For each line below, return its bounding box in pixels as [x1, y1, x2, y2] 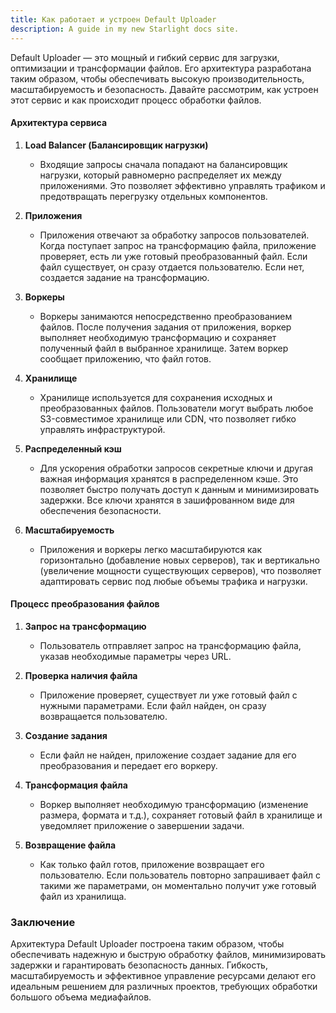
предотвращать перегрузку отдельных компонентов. [39, 190, 268, 202]
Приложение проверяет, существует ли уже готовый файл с [39, 689, 298, 701]
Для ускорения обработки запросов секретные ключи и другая [39, 462, 313, 474]
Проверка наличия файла [24, 669, 138, 681]
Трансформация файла [24, 779, 128, 791]
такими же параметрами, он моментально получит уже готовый [39, 879, 317, 891]
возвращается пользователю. [39, 710, 168, 722]
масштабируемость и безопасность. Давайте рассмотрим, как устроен [10, 83, 319, 95]
